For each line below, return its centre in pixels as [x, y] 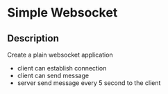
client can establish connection [62, 68]
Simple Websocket [62, 13]
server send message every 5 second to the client [89, 83]
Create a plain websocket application [60, 55]
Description [33, 38]
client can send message [53, 75]
